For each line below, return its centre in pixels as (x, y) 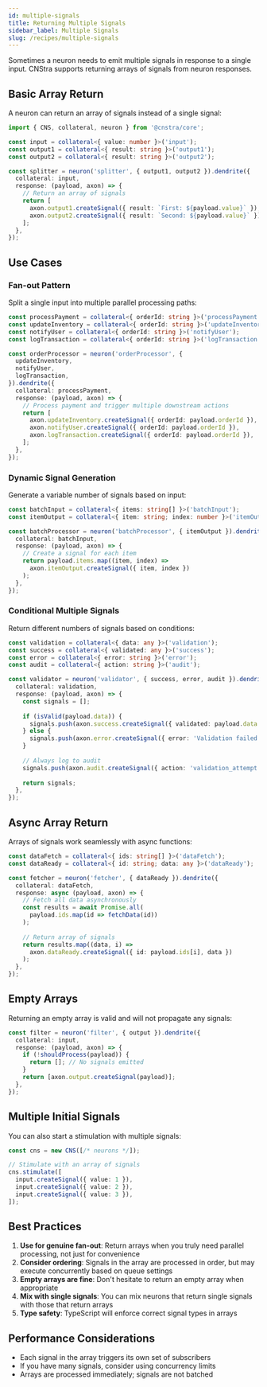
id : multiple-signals (44, 16)
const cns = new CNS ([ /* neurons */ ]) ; (74, 1151)
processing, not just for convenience (80, 1254)
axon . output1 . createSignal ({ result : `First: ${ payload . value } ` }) (143, 208)
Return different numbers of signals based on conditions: (101, 628)
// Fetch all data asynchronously (79, 900)
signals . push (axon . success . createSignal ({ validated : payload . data (143, 724)
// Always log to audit (62, 761)
